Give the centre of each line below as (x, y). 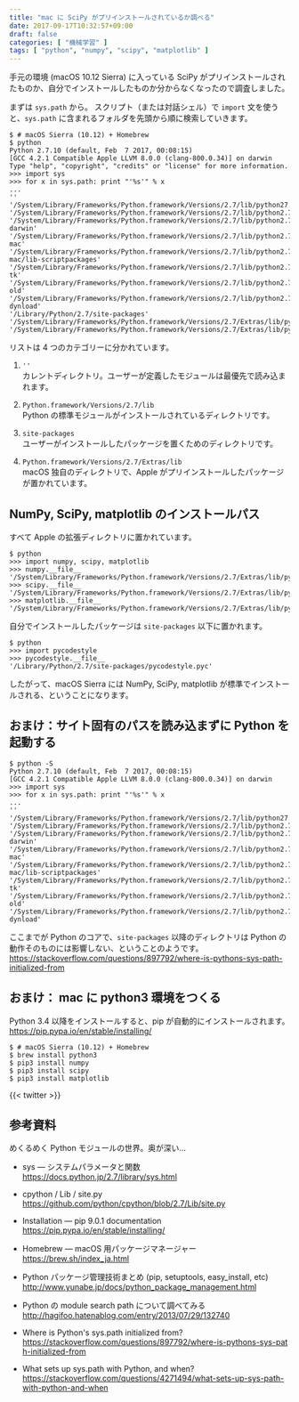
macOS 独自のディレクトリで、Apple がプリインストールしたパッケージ (153, 472)
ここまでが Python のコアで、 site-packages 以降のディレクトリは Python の (148, 936)
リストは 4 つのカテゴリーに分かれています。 (92, 347)
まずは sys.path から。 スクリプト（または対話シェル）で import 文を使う (144, 107)
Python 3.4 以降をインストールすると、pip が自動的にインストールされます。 (149, 1021)
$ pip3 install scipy (49, 1070)
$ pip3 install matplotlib (59, 1078)
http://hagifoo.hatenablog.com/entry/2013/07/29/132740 (126, 1316)
